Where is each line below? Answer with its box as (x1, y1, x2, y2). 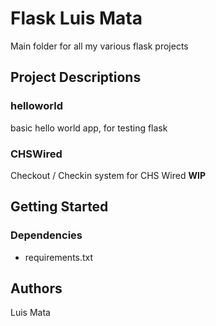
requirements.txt (24, 251, 94, 263)
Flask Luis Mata (10, 7, 143, 30)
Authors (10, 280, 63, 297)
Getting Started (10, 198, 109, 216)
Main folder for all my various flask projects (10, 40, 189, 52)
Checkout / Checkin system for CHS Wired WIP (10, 169, 206, 181)
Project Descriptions (10, 69, 142, 86)
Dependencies (10, 228, 83, 242)
